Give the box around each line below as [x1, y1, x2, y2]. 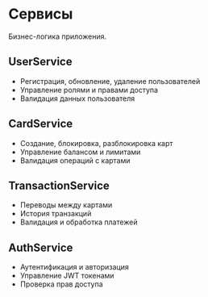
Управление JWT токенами [19, 271, 114, 281]
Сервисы [8, 5, 73, 23]
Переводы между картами [19, 200, 113, 210]
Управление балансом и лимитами [19, 147, 141, 157]
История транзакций [19, 209, 92, 219]
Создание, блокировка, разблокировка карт [19, 138, 173, 148]
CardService [8, 117, 73, 131]
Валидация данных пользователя [19, 94, 135, 103]
